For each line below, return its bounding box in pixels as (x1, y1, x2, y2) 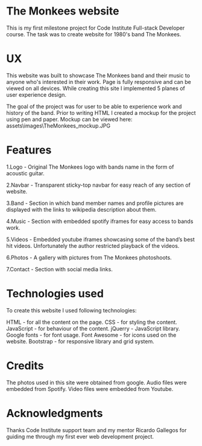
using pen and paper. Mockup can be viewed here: (6, 115, 133, 123)
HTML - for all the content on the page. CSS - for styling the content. (6, 318, 177, 326)
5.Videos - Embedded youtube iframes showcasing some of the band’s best (6, 236, 195, 243)
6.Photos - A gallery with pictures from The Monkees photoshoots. (6, 254, 172, 261)
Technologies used (6, 287, 104, 300)
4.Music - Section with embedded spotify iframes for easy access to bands (6, 218, 194, 225)
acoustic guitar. (6, 169, 45, 176)
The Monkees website (6, 4, 119, 18)
